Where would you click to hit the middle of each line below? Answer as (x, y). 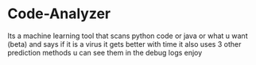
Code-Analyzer (59, 14)
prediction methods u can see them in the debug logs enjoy (105, 52)
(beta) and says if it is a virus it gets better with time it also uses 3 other (124, 44)
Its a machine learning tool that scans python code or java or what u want (128, 36)
